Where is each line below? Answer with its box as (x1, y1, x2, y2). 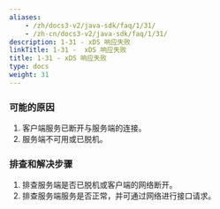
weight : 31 (9, 71, 49, 79)
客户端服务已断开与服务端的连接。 (21, 123, 147, 133)
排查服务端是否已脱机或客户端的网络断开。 (21, 180, 178, 190)
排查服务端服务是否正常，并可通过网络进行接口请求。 (21, 190, 216, 201)
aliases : (9, 12, 42, 22)
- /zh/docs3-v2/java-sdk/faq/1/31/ (25, 21, 156, 30)
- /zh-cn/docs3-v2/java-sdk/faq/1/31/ (25, 29, 168, 38)
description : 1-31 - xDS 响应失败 (9, 37, 131, 47)
